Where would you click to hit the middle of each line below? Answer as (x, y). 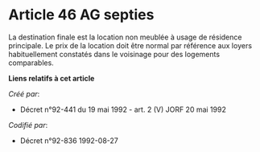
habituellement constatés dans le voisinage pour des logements (114, 54)
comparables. (31, 63)
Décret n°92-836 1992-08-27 (69, 140)
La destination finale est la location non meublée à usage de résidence (125, 37)
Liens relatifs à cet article (52, 78)
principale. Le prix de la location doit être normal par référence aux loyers (130, 45)
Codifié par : (28, 125)
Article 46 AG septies (81, 15)
